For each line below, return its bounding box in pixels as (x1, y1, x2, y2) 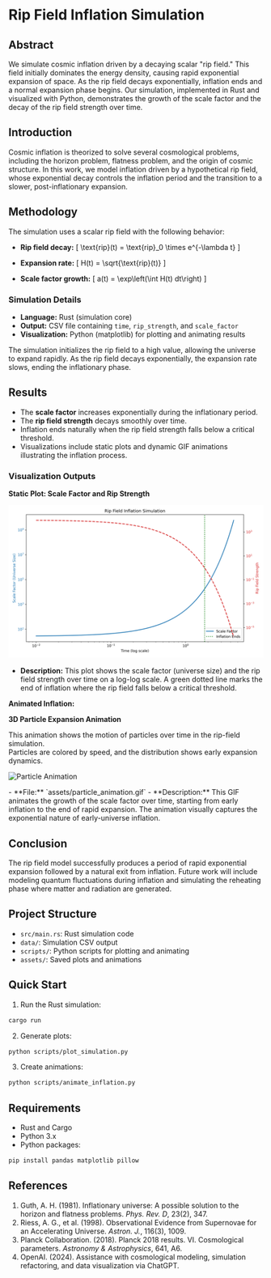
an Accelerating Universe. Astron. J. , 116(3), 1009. (19, 1226, 187, 1236)
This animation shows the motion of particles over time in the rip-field (8, 730, 240, 740)
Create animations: (19, 1062, 83, 1072)
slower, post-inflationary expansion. (8, 181, 128, 191)
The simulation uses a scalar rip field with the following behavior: (8, 227, 225, 236)
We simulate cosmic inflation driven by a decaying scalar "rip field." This (8, 59, 249, 69)
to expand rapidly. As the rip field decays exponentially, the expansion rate (8, 354, 257, 363)
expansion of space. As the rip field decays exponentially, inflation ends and (8, 77, 263, 86)
